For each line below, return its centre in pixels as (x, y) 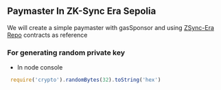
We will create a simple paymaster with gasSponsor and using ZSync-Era (111, 27)
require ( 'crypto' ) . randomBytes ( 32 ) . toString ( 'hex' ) (85, 80)
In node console (40, 67)
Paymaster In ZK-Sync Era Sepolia (82, 11)
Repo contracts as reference (47, 35)
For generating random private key (66, 52)
